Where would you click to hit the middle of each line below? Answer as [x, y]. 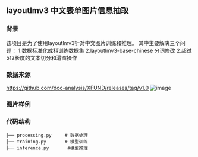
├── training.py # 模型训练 [47, 142]
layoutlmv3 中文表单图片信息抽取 [67, 11]
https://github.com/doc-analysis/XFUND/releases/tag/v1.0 [78, 88]
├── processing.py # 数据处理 [47, 136]
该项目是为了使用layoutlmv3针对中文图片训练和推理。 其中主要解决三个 [93, 43]
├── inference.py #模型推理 [47, 148]
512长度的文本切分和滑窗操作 [42, 57]
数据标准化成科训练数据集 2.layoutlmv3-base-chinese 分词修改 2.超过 [107, 50]
